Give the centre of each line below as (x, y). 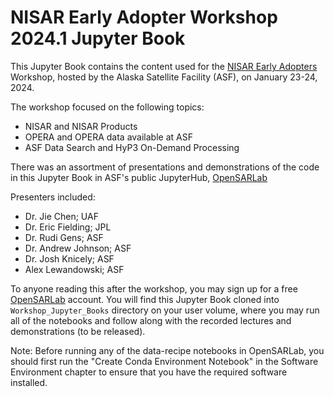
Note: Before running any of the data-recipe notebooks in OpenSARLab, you (167, 350)
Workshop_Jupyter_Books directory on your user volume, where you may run (165, 310)
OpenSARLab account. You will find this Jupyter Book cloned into (145, 299)
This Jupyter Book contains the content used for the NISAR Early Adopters (164, 66)
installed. (29, 382)
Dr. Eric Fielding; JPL (68, 227)
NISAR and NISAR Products (81, 126)
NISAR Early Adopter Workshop (144, 17)
